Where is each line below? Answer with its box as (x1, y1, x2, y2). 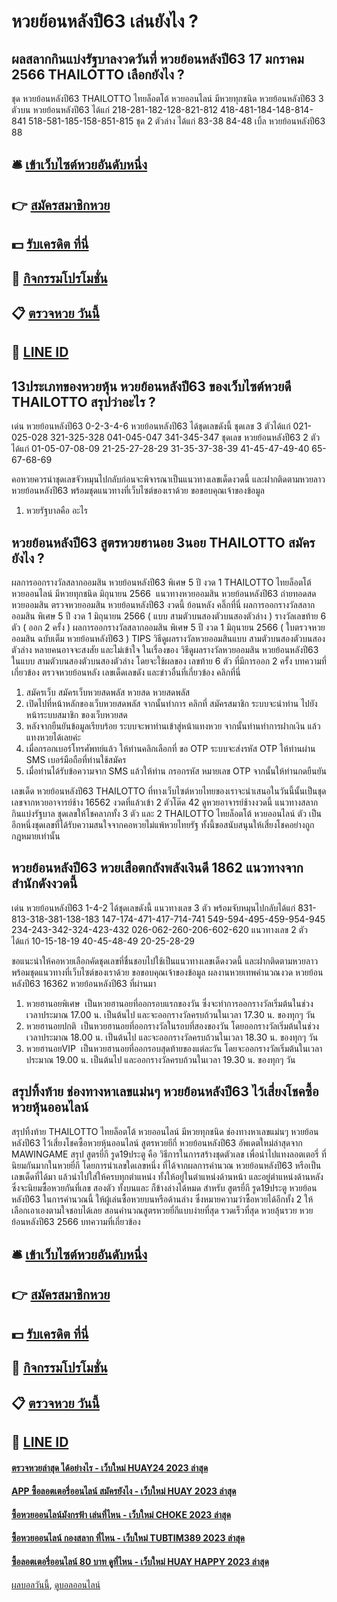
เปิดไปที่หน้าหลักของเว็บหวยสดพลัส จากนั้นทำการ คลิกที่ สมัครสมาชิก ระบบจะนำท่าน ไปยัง (25, 697, 318, 709)
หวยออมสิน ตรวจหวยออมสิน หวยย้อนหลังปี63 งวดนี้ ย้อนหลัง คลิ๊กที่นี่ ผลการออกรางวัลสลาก (11, 598, 316, 610)
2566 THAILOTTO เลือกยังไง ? (11, 66, 185, 83)
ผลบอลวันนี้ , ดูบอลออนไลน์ (11, 1578, 101, 1590)
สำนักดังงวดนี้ (11, 875, 78, 892)
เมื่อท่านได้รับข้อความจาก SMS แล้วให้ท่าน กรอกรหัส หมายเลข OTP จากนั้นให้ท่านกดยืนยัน (25, 765, 327, 777)
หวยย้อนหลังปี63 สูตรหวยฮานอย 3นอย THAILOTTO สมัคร (11, 534, 316, 551)
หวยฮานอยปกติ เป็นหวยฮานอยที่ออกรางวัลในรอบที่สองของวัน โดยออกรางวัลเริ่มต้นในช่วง (25, 1020, 320, 1032)
